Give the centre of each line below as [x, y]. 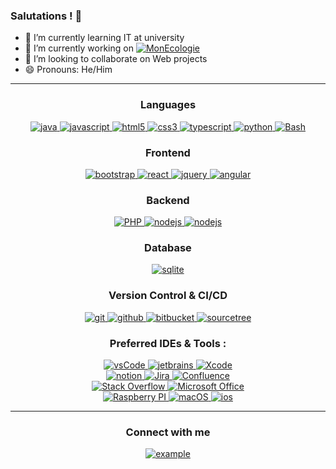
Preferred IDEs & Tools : [168, 343]
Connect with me [168, 432]
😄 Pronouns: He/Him [68, 70]
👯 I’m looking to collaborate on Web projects [116, 59]
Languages [168, 105]
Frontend [168, 152]
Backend [168, 200]
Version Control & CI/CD [168, 296]
